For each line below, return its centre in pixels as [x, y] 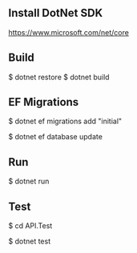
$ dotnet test [29, 241]
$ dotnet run [29, 181]
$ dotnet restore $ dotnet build [59, 77]
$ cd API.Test [30, 226]
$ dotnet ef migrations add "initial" [65, 121]
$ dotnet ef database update [55, 137]
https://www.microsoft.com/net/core [69, 32]
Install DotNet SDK [56, 13]
